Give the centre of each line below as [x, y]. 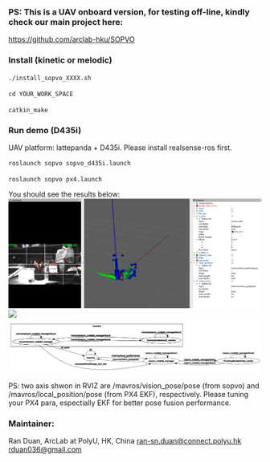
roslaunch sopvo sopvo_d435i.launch [70, 163]
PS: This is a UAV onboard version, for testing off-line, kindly [129, 12]
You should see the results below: [64, 194]
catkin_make [28, 110]
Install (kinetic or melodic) [60, 60]
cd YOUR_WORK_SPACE [41, 94]
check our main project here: [65, 22]
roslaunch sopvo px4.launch [55, 179]
